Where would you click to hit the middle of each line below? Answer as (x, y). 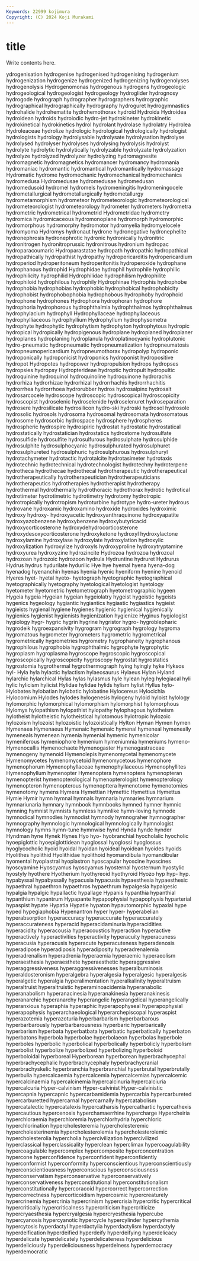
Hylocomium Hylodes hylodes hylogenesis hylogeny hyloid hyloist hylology (98, 697)
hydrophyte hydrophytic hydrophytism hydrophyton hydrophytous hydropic (98, 326)
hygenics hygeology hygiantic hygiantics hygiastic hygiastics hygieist (91, 603)
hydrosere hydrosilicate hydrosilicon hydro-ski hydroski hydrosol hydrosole (98, 408)
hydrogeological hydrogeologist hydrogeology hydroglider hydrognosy (92, 93)
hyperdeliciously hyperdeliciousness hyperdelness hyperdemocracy (89, 1246)
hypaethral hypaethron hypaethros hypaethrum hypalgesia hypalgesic (92, 886)
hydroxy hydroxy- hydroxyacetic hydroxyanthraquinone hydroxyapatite (93, 515)
